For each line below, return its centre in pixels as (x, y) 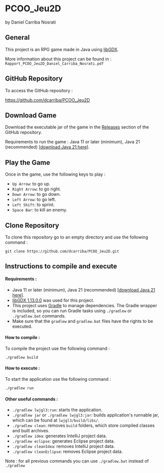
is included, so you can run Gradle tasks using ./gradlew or (72, 311)
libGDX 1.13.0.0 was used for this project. (53, 300)
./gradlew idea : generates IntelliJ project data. (59, 436)
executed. (22, 326)
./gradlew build (22, 357)
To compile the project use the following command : (58, 348)
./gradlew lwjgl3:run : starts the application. (57, 410)
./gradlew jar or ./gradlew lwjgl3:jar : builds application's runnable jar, (85, 415)
